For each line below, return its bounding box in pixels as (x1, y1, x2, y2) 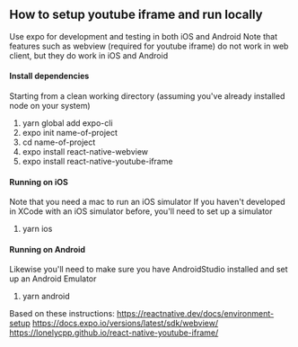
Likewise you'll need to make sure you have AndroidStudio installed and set (9, 264, 289, 275)
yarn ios (22, 224, 53, 235)
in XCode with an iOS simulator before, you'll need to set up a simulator (9, 206, 273, 217)
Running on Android (9, 244, 86, 254)
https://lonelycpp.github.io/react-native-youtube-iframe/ (9, 327, 219, 338)
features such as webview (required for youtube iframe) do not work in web (9, 40, 289, 51)
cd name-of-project (22, 137, 96, 147)
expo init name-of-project (22, 128, 118, 138)
